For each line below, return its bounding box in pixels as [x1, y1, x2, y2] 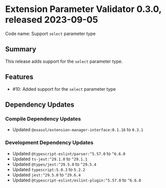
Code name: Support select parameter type [5, 30, 96, 36]
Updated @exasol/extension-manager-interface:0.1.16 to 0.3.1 [12, 127, 143, 133]
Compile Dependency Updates [5, 115, 81, 122]
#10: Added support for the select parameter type [12, 86, 116, 92]
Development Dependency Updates [5, 139, 93, 146]
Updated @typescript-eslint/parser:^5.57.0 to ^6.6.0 [12, 151, 126, 157]
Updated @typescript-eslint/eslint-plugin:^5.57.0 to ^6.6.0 [12, 177, 141, 183]
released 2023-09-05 [5, 14, 98, 25]
